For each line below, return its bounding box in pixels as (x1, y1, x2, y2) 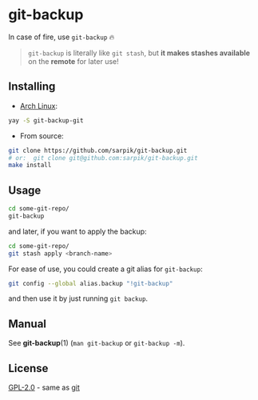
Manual (8, 317, 46, 330)
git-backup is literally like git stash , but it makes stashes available (27, 48, 250, 58)
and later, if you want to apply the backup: (8, 226, 147, 236)
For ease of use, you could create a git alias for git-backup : (8, 264, 203, 274)
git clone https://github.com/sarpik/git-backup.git (8, 146, 188, 154)
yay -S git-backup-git (8, 116, 84, 125)
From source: (19, 130, 64, 141)
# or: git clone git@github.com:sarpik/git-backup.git (8, 154, 198, 162)
